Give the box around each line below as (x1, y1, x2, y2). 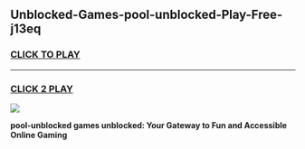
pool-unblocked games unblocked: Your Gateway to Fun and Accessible (10, 119, 288, 130)
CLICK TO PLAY (10, 49, 81, 61)
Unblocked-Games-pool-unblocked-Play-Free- (10, 7, 283, 23)
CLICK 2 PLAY (10, 82, 73, 95)
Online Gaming (10, 129, 68, 140)
